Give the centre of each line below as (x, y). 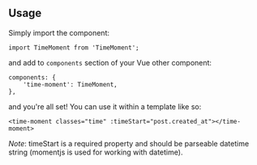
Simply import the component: (59, 32)
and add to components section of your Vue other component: (110, 62)
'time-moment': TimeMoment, (70, 84)
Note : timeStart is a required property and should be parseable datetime (129, 143)
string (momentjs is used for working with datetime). (96, 152)
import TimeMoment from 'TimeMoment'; (74, 48)
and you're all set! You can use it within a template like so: (105, 106)
